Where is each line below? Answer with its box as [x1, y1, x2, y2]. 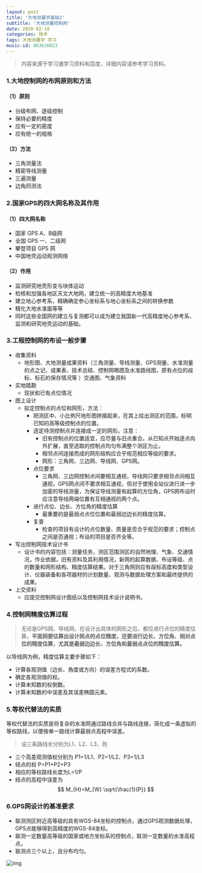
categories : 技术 [6, 31, 48, 38]
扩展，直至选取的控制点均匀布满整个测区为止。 [47, 442, 164, 449]
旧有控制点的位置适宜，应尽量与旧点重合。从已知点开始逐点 [42, 434, 191, 442]
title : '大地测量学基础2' [6, 15, 65, 21]
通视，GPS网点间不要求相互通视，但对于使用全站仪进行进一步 [42, 479, 196, 487]
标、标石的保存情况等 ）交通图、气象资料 [24, 374, 127, 381]
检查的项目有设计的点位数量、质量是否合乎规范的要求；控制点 [42, 525, 196, 533]
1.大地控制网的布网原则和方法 [6, 76, 92, 85]
